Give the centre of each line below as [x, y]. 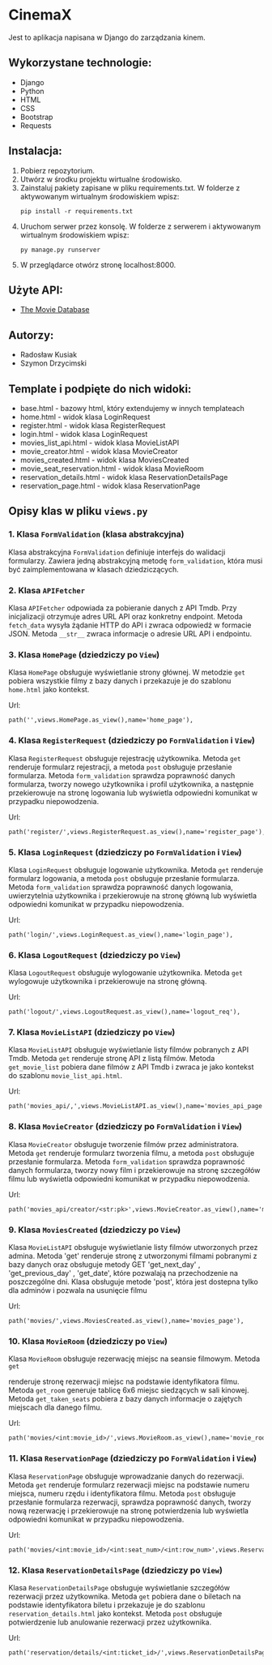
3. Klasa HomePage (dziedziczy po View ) [84, 654]
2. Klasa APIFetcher [47, 590]
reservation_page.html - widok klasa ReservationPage [110, 486]
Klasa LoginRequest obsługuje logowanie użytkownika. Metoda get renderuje [136, 870]
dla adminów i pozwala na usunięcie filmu [78, 1290]
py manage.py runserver [60, 250]
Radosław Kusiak [49, 355]
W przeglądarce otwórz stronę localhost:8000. [98, 264]
